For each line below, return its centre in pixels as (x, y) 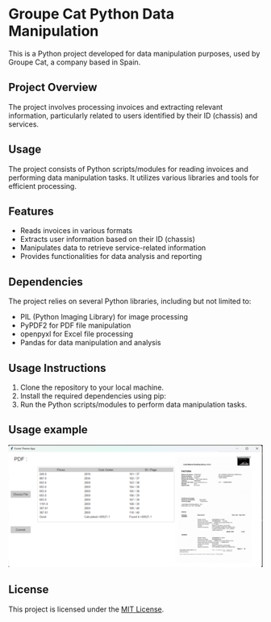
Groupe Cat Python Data (92, 14)
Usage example (48, 430)
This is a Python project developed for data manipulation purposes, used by (134, 53)
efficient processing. (42, 186)
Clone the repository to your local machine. (92, 387)
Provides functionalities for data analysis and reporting (111, 257)
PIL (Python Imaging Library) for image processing (104, 317)
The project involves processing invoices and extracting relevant (116, 106)
